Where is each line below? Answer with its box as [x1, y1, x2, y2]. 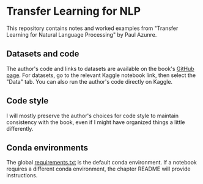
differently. [6, 125, 34, 132]
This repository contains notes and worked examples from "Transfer [6, 24, 179, 32]
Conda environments [6, 142, 89, 153]
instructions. [6, 172, 38, 179]
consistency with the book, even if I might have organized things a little [6, 118, 185, 126]
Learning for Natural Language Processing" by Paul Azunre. [6, 31, 157, 38]
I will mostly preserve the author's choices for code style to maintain [6, 112, 179, 119]
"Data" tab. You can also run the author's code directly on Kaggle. [6, 78, 173, 85]
